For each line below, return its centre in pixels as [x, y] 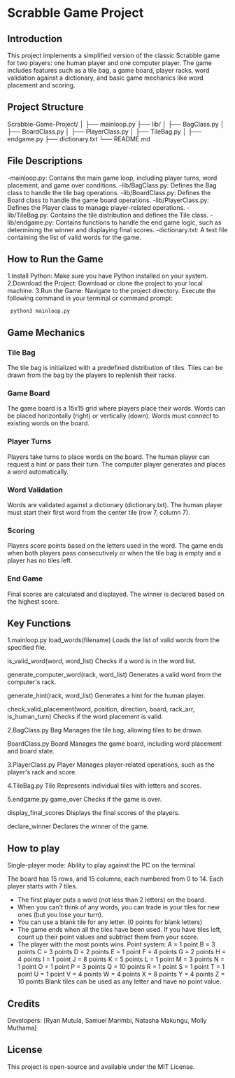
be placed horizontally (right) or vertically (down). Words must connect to [113, 416]
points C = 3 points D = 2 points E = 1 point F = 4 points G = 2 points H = [121, 952]
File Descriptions [45, 161]
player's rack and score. [42, 772]
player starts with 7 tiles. [43, 886]
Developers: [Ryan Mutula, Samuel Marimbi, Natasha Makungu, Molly [107, 1021]
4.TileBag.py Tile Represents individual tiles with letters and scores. [104, 786]
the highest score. [33, 601]
